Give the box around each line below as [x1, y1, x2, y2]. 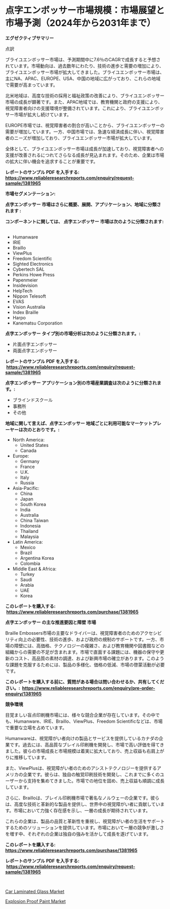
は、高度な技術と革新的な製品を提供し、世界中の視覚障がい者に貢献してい [5, 801, 160, 807]
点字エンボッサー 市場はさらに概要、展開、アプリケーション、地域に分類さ [5, 201, 161, 208]
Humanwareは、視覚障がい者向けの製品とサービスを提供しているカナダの [5, 735, 159, 741]
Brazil [20, 550, 32, 556]
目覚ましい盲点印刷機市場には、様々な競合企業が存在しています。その [5, 712, 151, 718]
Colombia [20, 560, 40, 566]
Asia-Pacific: [12, 485, 39, 491]
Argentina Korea [20, 555, 54, 561]
